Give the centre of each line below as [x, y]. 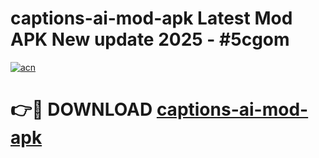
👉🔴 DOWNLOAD [81, 109]
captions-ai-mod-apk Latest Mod [151, 18]
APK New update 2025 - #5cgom [150, 39]
